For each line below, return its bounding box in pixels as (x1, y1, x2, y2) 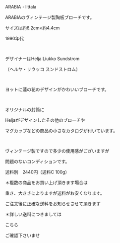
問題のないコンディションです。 (5, 159, 70, 164)
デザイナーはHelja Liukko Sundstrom (5, 56, 80, 62)
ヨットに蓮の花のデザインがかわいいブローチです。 (5, 86, 109, 92)
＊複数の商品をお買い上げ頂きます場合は (5, 180, 88, 185)
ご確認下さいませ (5, 233, 40, 238)
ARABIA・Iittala (5, 4, 37, 9)
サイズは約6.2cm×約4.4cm (5, 25, 60, 31)
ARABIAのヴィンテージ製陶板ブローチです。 (5, 14, 95, 20)
